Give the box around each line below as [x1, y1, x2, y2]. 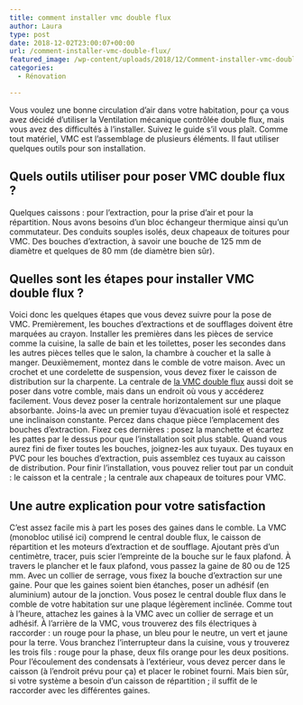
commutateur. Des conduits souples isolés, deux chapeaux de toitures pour [9, 226, 290, 237]
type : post [9, 30, 50, 39]
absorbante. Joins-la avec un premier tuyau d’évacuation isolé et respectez [9, 405, 289, 416]
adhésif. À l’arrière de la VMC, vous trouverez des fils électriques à [9, 618, 257, 629]
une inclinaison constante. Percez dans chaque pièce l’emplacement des [9, 415, 280, 426]
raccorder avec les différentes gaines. [9, 685, 151, 696]
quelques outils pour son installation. [9, 142, 146, 153]
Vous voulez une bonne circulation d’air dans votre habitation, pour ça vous [9, 105, 289, 115]
